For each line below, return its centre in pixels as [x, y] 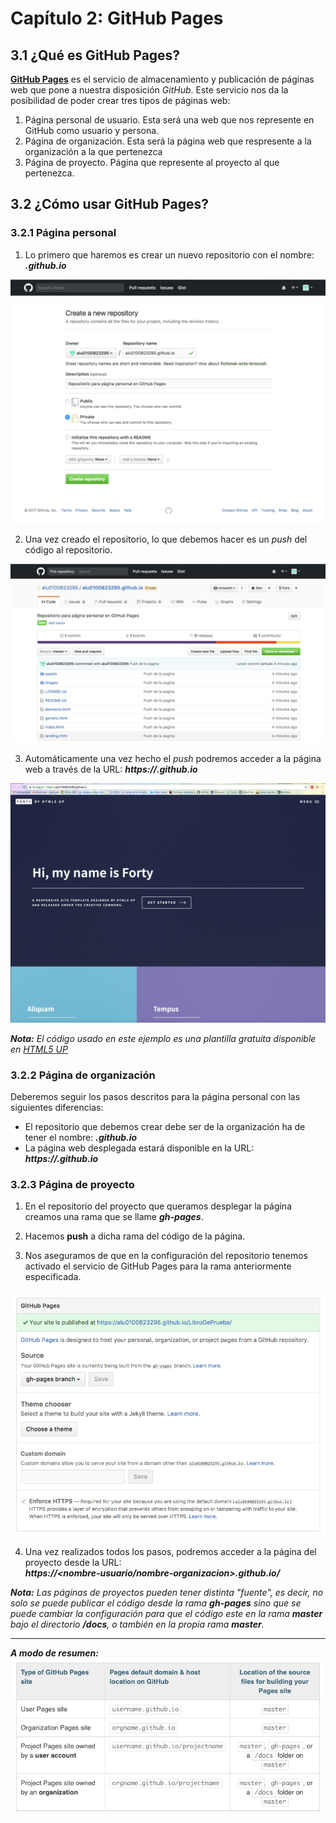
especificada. [53, 1277]
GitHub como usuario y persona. [92, 130]
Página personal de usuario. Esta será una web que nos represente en [169, 120]
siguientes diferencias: [57, 1108]
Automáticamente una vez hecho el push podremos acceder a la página [173, 758]
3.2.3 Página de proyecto [72, 1185]
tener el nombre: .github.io [81, 1138]
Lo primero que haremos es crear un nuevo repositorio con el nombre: [169, 254]
